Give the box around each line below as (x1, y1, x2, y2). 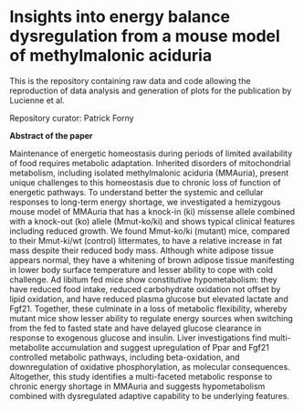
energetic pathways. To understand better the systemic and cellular (9, 186, 264, 197)
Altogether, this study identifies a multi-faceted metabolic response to (9, 371, 273, 382)
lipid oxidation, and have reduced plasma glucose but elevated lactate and (9, 293, 289, 304)
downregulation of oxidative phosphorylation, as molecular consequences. (9, 361, 290, 372)
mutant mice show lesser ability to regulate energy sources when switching (9, 312, 294, 323)
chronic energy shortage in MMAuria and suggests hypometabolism (9, 381, 266, 392)
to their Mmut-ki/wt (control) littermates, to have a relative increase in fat (9, 235, 283, 246)
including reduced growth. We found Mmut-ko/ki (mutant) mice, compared (9, 226, 290, 237)
